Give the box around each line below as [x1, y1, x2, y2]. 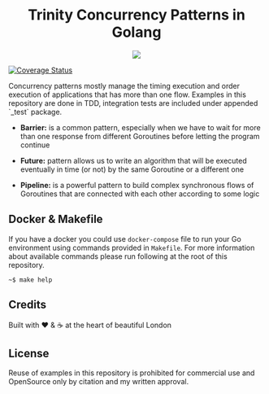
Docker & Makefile [8, 212, 103, 226]
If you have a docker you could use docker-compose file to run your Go [8, 234, 241, 243]
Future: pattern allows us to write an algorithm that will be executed [20, 155, 248, 165]
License [8, 346, 50, 360]
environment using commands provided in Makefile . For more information [8, 243, 255, 252]
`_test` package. [8, 107, 63, 116]
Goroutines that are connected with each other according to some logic [20, 189, 260, 199]
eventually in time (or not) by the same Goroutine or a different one [20, 164, 245, 174]
